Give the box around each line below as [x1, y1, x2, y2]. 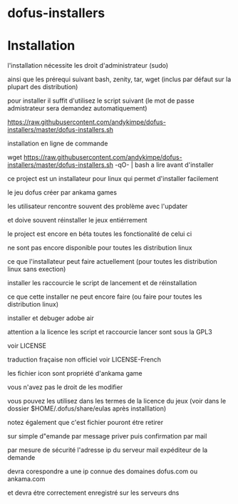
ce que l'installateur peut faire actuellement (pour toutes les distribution [7, 257, 217, 266]
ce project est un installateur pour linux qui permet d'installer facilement [7, 175, 219, 183]
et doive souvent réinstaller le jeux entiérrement [7, 216, 148, 225]
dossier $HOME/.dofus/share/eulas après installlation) [7, 404, 167, 413]
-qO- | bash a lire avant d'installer [115, 160, 214, 169]
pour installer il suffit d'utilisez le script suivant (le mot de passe [7, 96, 195, 105]
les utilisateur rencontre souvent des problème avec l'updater [7, 202, 188, 211]
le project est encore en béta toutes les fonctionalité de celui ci [7, 230, 192, 238]
